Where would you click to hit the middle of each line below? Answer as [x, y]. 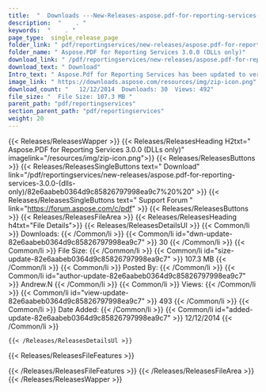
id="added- [234, 309]
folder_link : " [33, 45]
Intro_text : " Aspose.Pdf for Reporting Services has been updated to [127, 74]
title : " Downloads [44, 15]
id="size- [219, 250]
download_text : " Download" [55, 67]
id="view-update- [99, 292]
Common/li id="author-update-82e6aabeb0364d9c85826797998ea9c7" [127, 276]
